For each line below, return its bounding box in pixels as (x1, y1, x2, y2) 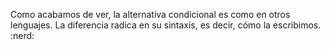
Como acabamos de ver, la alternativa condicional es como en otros (10, 9, 291, 20)
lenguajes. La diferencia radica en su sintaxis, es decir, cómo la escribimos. (10, 19, 322, 31)
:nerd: (10, 30, 35, 41)
